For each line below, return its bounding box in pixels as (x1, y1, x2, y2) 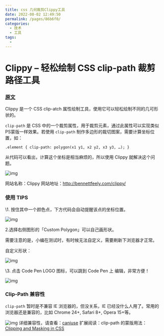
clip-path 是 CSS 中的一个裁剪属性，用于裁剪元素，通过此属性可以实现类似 (5, 122, 160, 129)
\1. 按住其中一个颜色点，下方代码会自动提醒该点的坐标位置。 (5, 206, 128, 212)
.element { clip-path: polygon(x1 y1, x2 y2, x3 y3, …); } (5, 145, 130, 150)
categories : (5, 21, 30, 26)
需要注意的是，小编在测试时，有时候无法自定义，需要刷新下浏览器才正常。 (5, 237, 157, 243)
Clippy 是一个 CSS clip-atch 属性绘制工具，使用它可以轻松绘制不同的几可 (5, 106, 155, 112)
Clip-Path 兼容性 (5, 291, 45, 298)
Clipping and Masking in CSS (5, 325, 64, 331)
